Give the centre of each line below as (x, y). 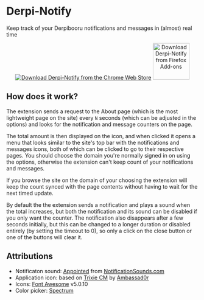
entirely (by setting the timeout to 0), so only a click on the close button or (99, 231)
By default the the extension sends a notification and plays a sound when (98, 204)
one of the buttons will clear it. (44, 237)
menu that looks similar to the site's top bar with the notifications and (93, 142)
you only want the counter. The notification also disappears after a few (95, 218)
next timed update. (30, 193)
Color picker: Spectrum (44, 290)
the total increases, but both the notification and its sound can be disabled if (102, 211)
